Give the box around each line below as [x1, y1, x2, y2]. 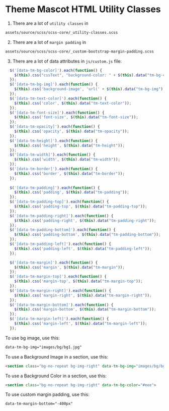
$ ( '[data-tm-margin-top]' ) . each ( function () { [10, 274, 107, 279]
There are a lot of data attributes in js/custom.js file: [12, 58, 122, 64]
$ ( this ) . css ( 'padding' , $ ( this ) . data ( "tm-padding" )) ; [14, 190, 129, 195]
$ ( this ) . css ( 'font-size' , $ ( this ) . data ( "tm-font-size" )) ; [14, 115, 138, 120]
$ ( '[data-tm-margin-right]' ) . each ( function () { [10, 288, 112, 293]
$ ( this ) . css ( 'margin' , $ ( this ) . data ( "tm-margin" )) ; [14, 265, 125, 270]
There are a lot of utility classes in [12, 20, 89, 26]
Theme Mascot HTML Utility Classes [5, 4, 161, 15]
